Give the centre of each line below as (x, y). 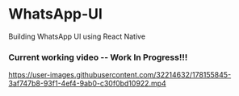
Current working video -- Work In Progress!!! (98, 57)
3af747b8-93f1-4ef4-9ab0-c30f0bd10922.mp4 (88, 83)
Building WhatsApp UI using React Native (77, 36)
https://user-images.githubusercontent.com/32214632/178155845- (120, 75)
